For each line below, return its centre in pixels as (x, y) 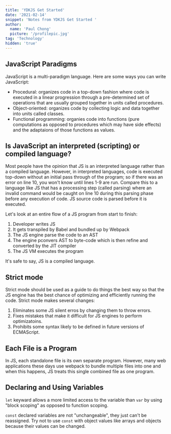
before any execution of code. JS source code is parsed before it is (76, 199)
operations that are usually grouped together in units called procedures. (88, 102)
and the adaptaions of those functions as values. (64, 130)
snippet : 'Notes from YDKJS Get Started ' (51, 19)
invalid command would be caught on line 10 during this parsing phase (79, 193)
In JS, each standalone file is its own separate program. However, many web (86, 361)
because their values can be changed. (45, 426)
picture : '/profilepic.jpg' (40, 34)
